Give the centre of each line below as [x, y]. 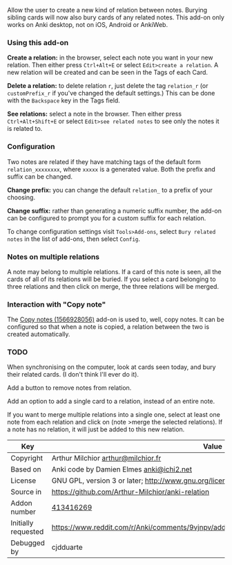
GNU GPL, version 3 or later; [97, 481]
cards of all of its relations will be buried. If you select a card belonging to [112, 279]
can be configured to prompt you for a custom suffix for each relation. [107, 218]
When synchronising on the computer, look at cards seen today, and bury [112, 367]
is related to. [25, 129]
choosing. [21, 197]
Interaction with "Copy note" [57, 304]
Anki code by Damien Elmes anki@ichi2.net [122, 469]
